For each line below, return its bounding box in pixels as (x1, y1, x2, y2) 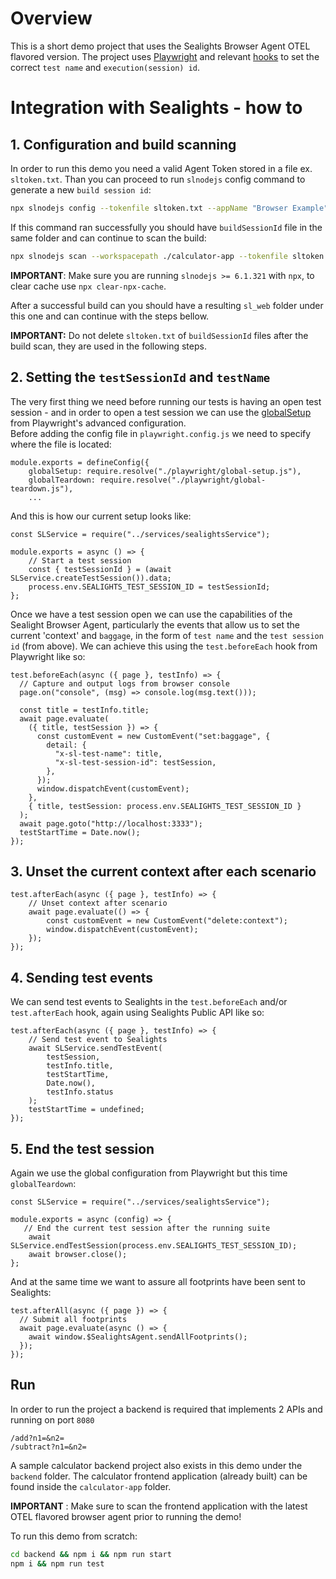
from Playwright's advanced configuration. (10, 417, 187, 429)
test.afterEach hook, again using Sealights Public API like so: (10, 1007, 265, 1019)
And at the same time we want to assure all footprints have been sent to (10, 1275, 307, 1287)
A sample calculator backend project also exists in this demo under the (10, 1459, 303, 1471)
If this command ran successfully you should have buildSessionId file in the (10, 221, 323, 233)
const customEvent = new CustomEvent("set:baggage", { (36, 731, 271, 741)
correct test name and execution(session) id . (10, 61, 201, 73)
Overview (10, 7, 93, 30)
